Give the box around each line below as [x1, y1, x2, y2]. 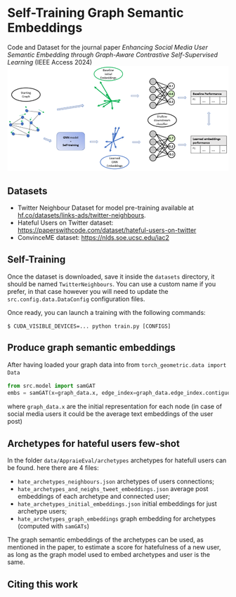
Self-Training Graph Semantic [7, 5, 184, 21]
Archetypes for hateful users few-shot [7, 437, 181, 450]
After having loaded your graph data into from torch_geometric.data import [7, 360, 227, 369]
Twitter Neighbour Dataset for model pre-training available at [17, 203, 195, 212]
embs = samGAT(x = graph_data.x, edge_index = [7, 389, 137, 397]
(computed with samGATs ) [17, 522, 90, 530]
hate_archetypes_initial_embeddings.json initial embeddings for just [17, 499, 218, 508]
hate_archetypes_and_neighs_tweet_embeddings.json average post [17, 485, 209, 493]
